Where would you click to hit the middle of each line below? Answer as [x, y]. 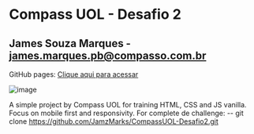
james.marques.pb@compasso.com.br [108, 55]
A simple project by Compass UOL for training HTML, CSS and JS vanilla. [128, 105]
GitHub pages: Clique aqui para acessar [74, 74]
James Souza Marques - [70, 43]
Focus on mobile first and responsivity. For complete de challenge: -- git [126, 113]
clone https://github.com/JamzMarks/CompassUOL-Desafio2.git [114, 121]
